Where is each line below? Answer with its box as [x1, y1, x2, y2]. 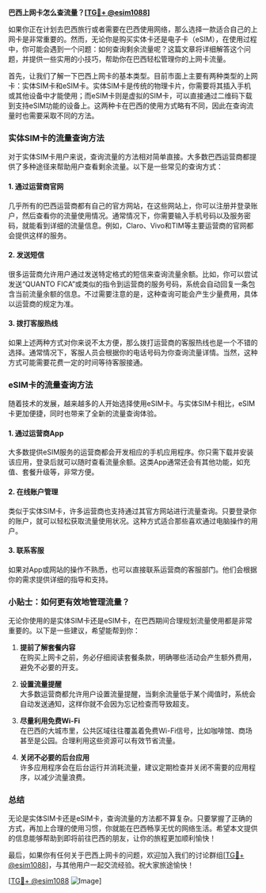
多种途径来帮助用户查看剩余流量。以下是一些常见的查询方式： [21, 162, 223, 171]
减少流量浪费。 [40, 772, 89, 782]
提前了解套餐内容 [19, 642, 76, 653]
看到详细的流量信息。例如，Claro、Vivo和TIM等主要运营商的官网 [35, 220, 247, 230]
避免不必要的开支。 [19, 662, 83, 673]
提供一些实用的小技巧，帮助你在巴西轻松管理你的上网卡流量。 [28, 55, 230, 63]
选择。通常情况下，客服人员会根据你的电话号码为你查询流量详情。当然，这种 [8, 347, 258, 357]
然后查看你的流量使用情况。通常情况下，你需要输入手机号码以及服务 [21, 210, 244, 220]
